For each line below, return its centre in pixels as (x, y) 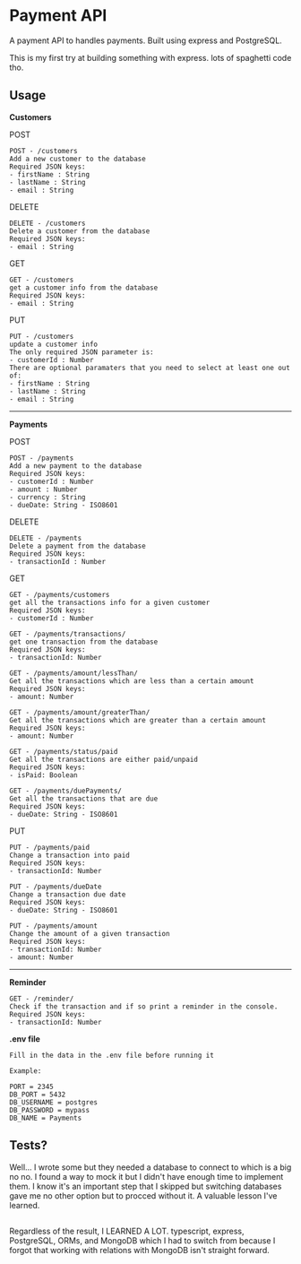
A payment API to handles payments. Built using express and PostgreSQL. (146, 40)
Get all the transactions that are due (84, 799)
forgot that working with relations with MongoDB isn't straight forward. (140, 1250)
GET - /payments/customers (60, 594)
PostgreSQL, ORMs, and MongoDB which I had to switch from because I (142, 1240)
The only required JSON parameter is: (82, 352)
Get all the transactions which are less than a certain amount (132, 681)
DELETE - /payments (46, 538)
